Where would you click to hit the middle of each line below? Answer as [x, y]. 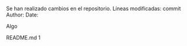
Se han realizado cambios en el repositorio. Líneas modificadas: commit [93, 9]
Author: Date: [22, 15]
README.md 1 [23, 37]
